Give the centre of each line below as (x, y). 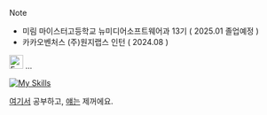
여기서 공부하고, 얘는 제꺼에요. (61, 101)
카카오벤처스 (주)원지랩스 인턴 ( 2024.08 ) (95, 42)
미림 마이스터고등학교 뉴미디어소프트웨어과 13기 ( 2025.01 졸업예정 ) (140, 31)
